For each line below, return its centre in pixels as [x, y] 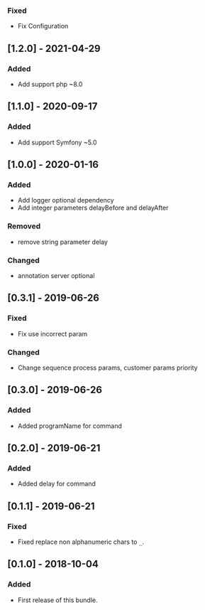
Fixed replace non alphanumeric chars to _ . [81, 542]
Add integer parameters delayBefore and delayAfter [93, 208]
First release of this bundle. [57, 600]
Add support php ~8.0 [50, 84]
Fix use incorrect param [52, 333]
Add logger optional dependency [66, 200]
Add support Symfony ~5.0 [57, 142]
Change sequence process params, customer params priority [107, 368]
